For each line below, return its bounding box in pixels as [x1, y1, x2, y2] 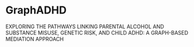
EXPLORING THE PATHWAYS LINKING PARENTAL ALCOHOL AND [5, 23, 165, 30]
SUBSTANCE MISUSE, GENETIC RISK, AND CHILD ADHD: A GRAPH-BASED [5, 29, 189, 36]
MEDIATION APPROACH [5, 35, 64, 42]
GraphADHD [5, 4, 67, 17]
